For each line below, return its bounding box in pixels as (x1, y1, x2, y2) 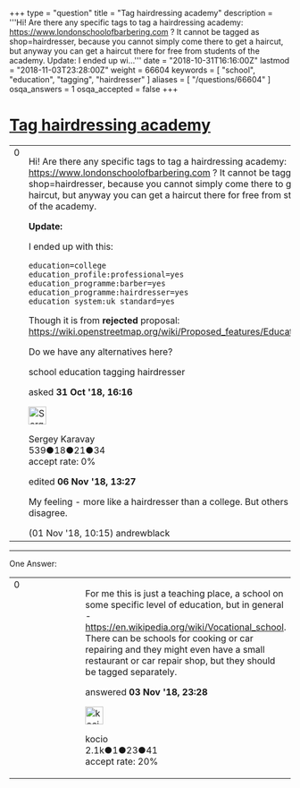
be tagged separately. (85, 665, 178, 678)
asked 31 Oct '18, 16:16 (28, 385, 133, 398)
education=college (28, 260, 107, 270)
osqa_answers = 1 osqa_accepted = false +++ (9, 84, 179, 94)
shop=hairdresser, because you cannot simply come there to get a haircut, (9, 36, 284, 47)
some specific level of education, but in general (85, 598, 284, 611)
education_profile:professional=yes (28, 269, 185, 279)
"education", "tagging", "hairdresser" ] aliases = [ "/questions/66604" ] (9, 74, 271, 84)
